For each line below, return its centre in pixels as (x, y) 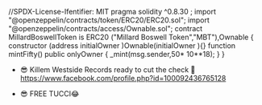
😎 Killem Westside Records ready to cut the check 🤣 (108, 70)
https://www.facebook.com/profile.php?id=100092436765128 (123, 78)
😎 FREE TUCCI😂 (50, 94)
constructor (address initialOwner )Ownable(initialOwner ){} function (122, 46)
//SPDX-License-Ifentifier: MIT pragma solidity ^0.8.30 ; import (112, 12)
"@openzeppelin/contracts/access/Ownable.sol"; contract (106, 28)
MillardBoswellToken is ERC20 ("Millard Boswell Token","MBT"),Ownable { (131, 37)
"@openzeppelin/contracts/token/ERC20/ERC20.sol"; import (109, 20)
